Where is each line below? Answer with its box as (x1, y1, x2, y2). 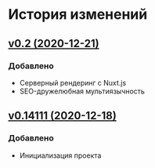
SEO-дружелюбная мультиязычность (19, 86, 145, 96)
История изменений (8, 5, 148, 24)
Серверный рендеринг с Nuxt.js (19, 78, 127, 87)
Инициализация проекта (19, 151, 102, 160)
